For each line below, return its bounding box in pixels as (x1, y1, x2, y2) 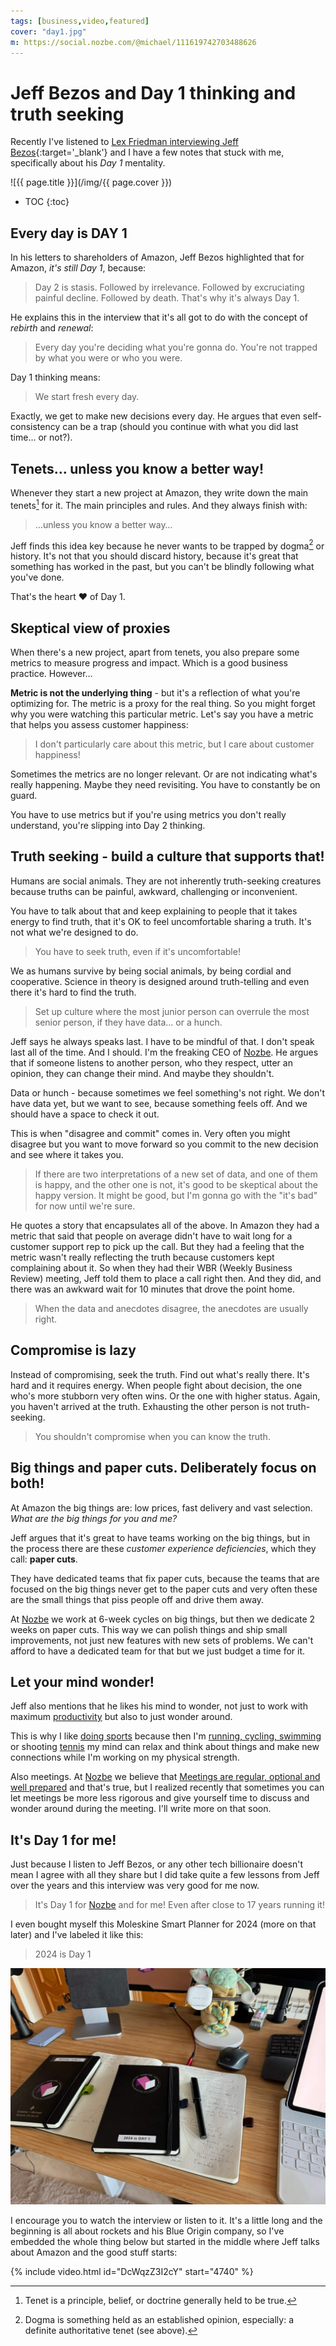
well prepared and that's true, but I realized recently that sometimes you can (10, 1781, 325, 1794)
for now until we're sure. (34, 1200, 136, 1212)
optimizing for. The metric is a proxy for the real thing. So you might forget (10, 698, 316, 710)
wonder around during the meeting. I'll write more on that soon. (10, 1803, 272, 1815)
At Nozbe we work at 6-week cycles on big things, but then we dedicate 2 (10, 1613, 316, 1625)
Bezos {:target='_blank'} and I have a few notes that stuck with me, (10, 146, 285, 159)
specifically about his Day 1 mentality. (10, 157, 166, 169)
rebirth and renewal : (10, 322, 94, 334)
